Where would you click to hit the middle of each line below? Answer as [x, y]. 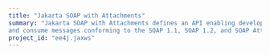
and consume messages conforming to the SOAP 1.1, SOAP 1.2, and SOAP [129, 30]
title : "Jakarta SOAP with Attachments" [77, 15]
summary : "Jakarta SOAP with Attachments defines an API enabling [122, 23]
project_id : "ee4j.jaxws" [51, 38]
